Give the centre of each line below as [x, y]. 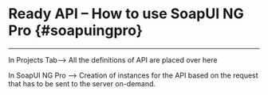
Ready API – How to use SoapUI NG [126, 14]
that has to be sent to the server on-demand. [82, 83]
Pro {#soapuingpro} [76, 30]
